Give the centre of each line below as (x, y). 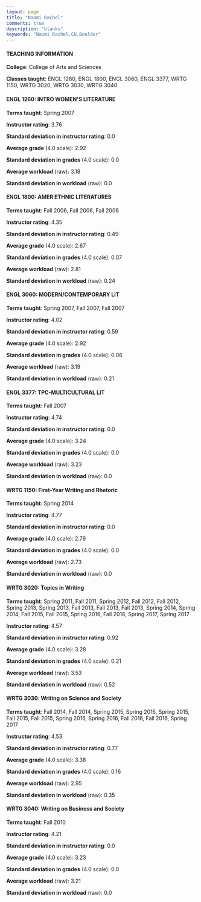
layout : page (23, 12)
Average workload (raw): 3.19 (43, 366)
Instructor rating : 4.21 (34, 834)
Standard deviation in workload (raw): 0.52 (61, 684)
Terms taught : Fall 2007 (37, 406)
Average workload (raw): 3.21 (44, 881)
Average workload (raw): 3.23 (44, 464)
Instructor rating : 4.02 (34, 320)
